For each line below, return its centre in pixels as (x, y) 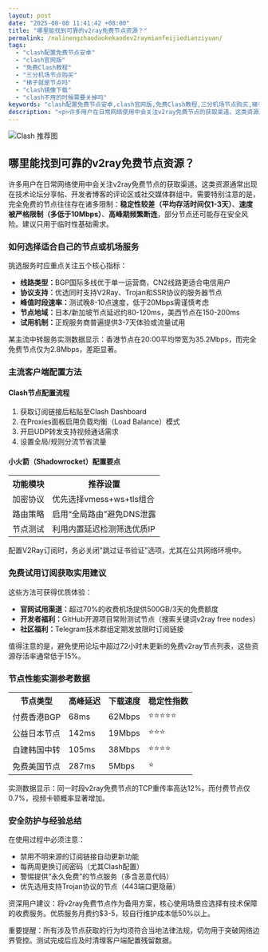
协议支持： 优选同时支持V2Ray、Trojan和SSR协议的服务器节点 (121, 293)
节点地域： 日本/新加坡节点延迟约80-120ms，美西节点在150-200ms (130, 313)
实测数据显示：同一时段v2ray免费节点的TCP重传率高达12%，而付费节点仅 (129, 788)
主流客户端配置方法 (45, 372)
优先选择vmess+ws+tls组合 (104, 500)
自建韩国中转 (37, 749)
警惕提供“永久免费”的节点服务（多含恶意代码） (97, 877)
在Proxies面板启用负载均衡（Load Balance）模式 (100, 422)
